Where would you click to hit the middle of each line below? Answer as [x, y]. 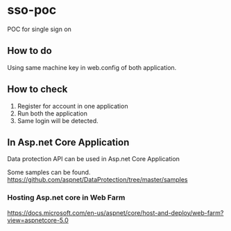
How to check [37, 90]
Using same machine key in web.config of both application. [92, 67]
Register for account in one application [72, 106]
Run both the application [52, 113]
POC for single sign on [39, 29]
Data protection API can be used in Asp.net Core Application [94, 159]
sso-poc [32, 10]
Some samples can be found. [49, 172]
